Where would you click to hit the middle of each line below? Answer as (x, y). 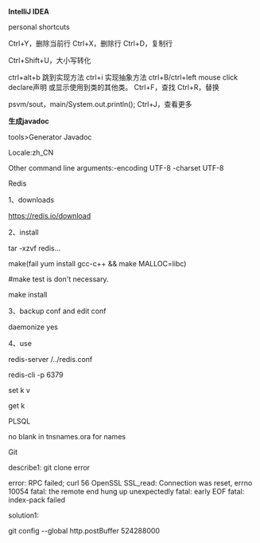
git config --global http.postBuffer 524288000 (84, 531)
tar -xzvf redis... (35, 248)
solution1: (24, 515)
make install (28, 295)
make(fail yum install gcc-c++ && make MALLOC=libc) (97, 264)
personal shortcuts (39, 27)
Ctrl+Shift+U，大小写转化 (50, 60)
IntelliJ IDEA (29, 12)
